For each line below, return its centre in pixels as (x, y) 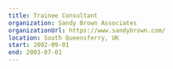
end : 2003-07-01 (35, 52)
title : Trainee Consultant (53, 15)
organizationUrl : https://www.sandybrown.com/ (87, 30)
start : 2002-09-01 (39, 45)
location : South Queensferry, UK (64, 38)
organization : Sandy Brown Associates (73, 23)
